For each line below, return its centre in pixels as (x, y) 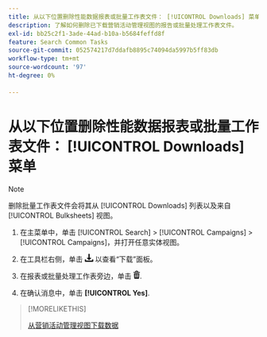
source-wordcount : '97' (48, 68)
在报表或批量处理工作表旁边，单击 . (81, 276)
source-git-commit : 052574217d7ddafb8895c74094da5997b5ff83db (113, 50)
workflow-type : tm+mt (44, 59)
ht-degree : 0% (32, 76)
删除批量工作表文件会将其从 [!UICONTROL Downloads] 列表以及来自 (120, 205)
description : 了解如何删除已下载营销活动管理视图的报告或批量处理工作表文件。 (123, 25)
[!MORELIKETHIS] (57, 308)
